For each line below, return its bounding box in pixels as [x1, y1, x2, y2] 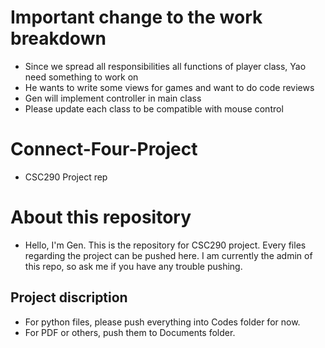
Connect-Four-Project [10, 138, 198, 161]
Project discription [10, 289, 128, 306]
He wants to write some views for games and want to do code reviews [24, 81, 315, 93]
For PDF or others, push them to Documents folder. [24, 326, 236, 338]
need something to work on [24, 71, 139, 83]
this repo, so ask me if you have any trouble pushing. [24, 260, 243, 272]
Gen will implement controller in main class [24, 92, 202, 104]
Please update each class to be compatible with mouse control [24, 102, 284, 115]
